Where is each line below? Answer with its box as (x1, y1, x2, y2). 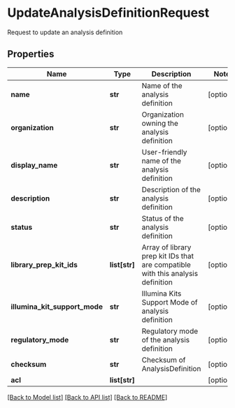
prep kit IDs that (141, 251, 194, 261)
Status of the (141, 213, 184, 223)
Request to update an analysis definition (7, 28, 123, 36)
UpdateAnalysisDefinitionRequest (7, 5, 210, 21)
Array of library (141, 242, 192, 252)
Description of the (141, 184, 201, 194)
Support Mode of (141, 297, 198, 307)
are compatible (141, 260, 191, 270)
